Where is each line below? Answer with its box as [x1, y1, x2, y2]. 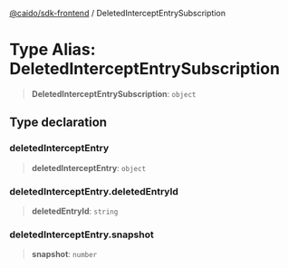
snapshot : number [31, 249, 98, 260]
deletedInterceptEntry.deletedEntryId [9, 185, 179, 197]
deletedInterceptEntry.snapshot [9, 228, 154, 241]
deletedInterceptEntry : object [31, 162, 147, 173]
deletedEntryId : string [31, 206, 119, 216]
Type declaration [9, 115, 107, 130]
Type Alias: [9, 40, 97, 60]
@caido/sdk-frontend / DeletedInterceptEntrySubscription [9, 8, 226, 18]
